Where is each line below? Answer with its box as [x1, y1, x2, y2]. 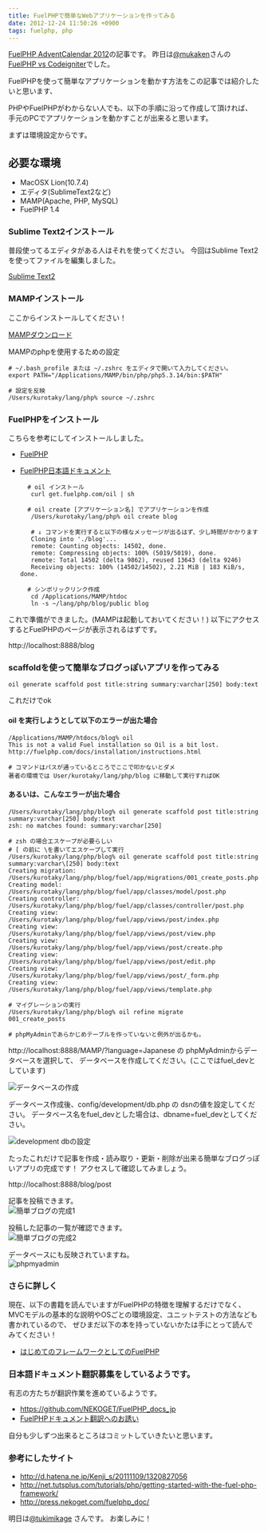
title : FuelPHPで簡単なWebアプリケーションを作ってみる [8, 11, 175, 20]
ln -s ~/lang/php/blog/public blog [30, 600, 149, 608]
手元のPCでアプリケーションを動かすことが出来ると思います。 [8, 113, 213, 123]
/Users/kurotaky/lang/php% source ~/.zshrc [8, 393, 156, 402]
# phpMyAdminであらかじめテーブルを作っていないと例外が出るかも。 [8, 1030, 205, 1039]
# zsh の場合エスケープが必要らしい [8, 837, 113, 845]
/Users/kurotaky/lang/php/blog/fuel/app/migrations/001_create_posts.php [8, 873, 259, 881]
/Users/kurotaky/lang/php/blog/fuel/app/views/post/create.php [8, 944, 223, 952]
